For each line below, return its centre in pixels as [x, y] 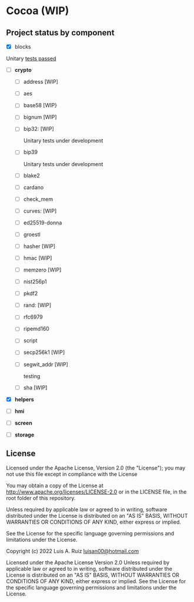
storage [24, 435]
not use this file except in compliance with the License [72, 474]
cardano [34, 187]
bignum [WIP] [40, 117]
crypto [23, 70]
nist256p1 [35, 282]
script [30, 340]
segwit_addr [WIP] [46, 364]
